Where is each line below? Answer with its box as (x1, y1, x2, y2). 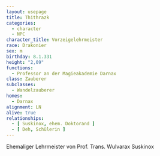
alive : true (6, 110, 36, 116)
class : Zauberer (6, 76, 47, 82)
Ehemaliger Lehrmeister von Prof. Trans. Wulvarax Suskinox (6, 143, 155, 150)
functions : (6, 64, 34, 71)
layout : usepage (6, 8, 47, 15)
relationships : (6, 115, 44, 121)
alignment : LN (6, 104, 42, 110)
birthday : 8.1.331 (6, 54, 52, 60)
